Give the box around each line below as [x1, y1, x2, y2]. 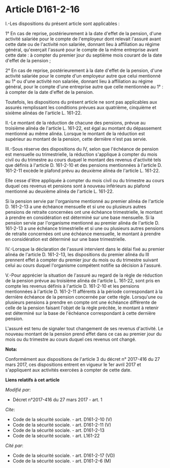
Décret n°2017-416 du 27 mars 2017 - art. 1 [12, 397, 103, 403]
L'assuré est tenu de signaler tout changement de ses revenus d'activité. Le [5, 325, 163, 331]
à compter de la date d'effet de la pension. [5, 89, 94, 95]
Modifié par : [5, 386, 31, 392]
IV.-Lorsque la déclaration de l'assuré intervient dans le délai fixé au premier [5, 246, 165, 252]
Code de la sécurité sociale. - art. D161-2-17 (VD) [12, 452, 115, 458]
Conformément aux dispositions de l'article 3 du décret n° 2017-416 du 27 [5, 356, 160, 362]
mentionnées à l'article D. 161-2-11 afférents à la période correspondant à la [5, 288, 163, 294]
